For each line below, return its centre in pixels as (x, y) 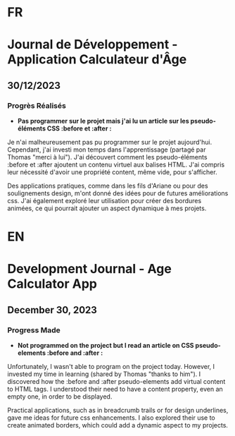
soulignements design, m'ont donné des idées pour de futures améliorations (118, 193)
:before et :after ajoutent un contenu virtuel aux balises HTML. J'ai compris (116, 165)
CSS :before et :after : (79, 128)
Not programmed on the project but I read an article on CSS (106, 346)
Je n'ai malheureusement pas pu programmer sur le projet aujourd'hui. (110, 143)
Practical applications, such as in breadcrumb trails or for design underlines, (118, 411)
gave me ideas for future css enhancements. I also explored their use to (112, 418)
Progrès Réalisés (37, 105)
